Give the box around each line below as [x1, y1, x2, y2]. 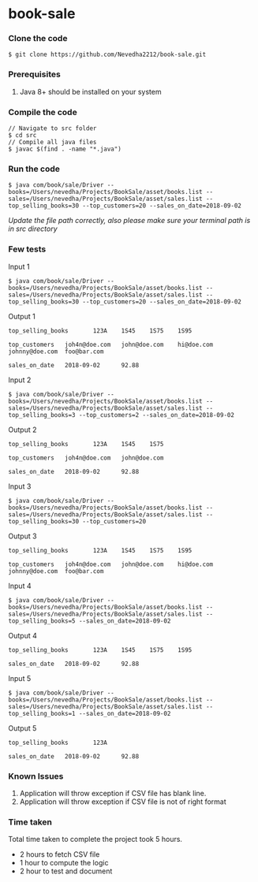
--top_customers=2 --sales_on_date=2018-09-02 [78, 411, 235, 419]
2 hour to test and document [19, 866, 113, 876]
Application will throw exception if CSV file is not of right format [19, 797, 226, 806]
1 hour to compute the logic [19, 858, 109, 868]
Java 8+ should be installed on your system [19, 87, 162, 96]
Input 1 [8, 262, 30, 271]
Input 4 [8, 581, 32, 590]
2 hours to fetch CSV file [19, 850, 100, 859]
